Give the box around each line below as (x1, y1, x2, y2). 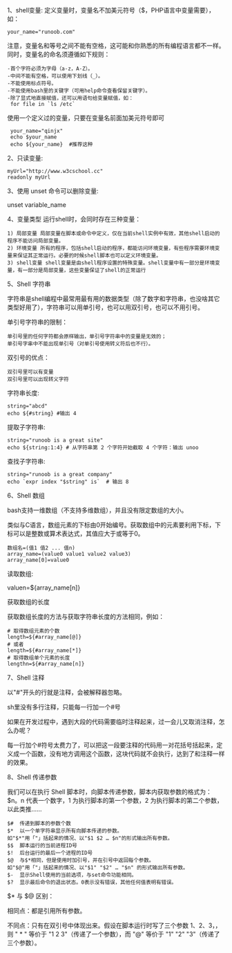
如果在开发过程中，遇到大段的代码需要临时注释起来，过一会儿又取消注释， (7, 718, 219, 725)
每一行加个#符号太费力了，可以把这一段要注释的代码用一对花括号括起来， (7, 741, 217, 749)
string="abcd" (7, 403, 48, 410)
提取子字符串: (7, 423, 46, 431)
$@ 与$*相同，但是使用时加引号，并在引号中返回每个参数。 (7, 857, 155, 864)
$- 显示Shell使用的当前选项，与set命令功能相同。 (7, 871, 137, 878)
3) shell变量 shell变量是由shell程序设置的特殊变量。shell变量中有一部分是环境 (7, 260, 215, 266)
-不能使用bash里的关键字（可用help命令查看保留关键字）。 (7, 87, 151, 94)
